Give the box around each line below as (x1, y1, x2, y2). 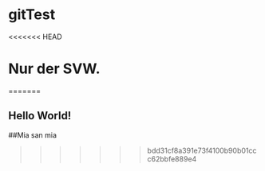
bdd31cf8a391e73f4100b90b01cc (147, 146, 257, 155)
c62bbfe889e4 (147, 154, 197, 164)
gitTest (8, 6, 56, 24)
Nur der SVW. (8, 60, 101, 78)
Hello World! (8, 109, 72, 122)
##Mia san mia (8, 130, 57, 140)
